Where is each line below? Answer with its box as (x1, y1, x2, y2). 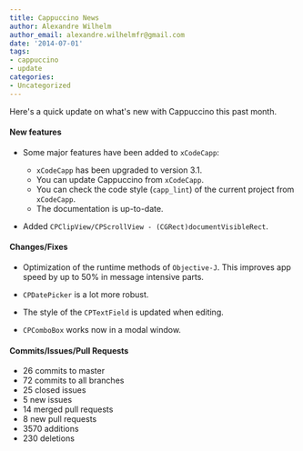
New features (9, 126, 62, 137)
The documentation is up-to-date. (35, 203, 164, 214)
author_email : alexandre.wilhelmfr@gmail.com (9, 30, 185, 39)
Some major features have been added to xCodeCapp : (22, 146, 220, 157)
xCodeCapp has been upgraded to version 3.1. (35, 165, 203, 175)
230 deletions (22, 433, 76, 444)
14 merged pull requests (22, 404, 114, 415)
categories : (9, 73, 55, 82)
